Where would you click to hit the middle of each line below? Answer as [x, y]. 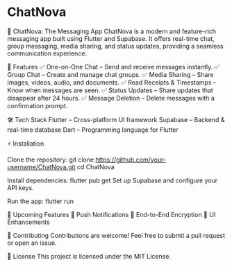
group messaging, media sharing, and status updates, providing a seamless [115, 46]
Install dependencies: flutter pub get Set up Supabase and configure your [112, 180]
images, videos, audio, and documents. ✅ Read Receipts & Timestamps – [112, 82]
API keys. [20, 187]
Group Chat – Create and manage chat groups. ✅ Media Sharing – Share [110, 74]
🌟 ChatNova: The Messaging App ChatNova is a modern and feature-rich [112, 31]
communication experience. [47, 53]
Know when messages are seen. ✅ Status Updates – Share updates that [110, 90]
